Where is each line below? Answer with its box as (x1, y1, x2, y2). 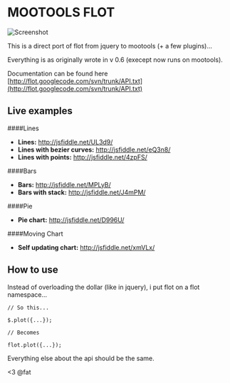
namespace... (7, 290, 48, 299)
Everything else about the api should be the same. (7, 354, 155, 362)
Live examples (7, 105, 73, 117)
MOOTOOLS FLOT (7, 4, 115, 21)
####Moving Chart (7, 229, 63, 238)
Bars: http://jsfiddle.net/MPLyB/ (17, 180, 112, 189)
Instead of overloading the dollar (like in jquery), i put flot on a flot (7, 283, 200, 291)
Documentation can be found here (7, 69, 108, 78)
